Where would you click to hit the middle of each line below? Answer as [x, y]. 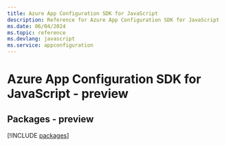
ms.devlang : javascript [41, 39]
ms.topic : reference [37, 33]
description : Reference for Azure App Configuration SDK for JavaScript [113, 20]
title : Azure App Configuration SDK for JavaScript [82, 13]
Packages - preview [50, 119]
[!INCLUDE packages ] [38, 135]
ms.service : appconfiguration [50, 45]
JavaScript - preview [68, 94]
